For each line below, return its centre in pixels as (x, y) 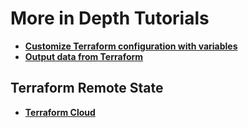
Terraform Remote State (87, 88)
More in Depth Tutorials (110, 18)
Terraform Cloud (60, 112)
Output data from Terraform (84, 56)
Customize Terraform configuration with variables (131, 46)
